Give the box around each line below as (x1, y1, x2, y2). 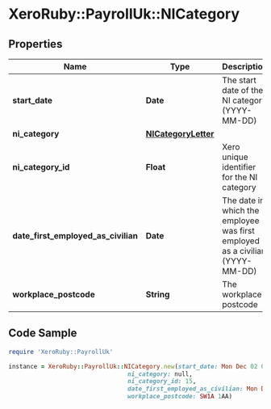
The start (221, 74, 256, 86)
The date (221, 195, 256, 206)
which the (221, 205, 260, 216)
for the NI (221, 171, 258, 183)
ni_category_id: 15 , (127, 377, 197, 386)
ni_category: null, (127, 369, 194, 378)
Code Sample (8, 327, 77, 340)
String (145, 289, 170, 300)
